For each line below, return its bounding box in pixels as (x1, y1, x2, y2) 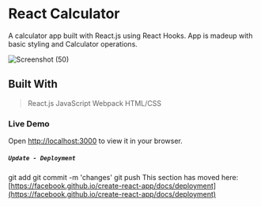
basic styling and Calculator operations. (8, 39, 138, 48)
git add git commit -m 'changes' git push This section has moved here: (8, 173, 239, 183)
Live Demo (8, 118, 50, 129)
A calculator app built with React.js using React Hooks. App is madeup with (8, 31, 253, 40)
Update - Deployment (8, 154, 77, 162)
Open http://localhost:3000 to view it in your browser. (8, 136, 183, 146)
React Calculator (8, 5, 120, 23)
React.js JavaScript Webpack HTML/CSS (27, 98, 162, 107)
